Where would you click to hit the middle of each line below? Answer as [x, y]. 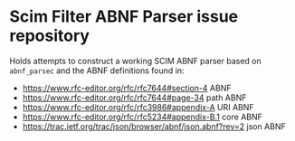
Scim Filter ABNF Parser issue [124, 17]
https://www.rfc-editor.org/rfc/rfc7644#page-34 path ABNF [134, 98]
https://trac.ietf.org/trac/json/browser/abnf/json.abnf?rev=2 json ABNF [154, 126]
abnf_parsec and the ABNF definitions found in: [97, 70]
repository [50, 36]
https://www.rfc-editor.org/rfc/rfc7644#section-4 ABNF [127, 88]
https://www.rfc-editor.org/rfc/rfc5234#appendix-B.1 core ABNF [142, 117]
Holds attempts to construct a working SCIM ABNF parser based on [135, 61]
